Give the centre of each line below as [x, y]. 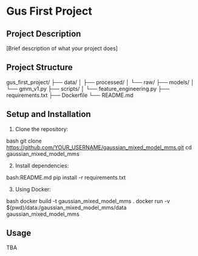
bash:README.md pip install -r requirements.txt [66, 177]
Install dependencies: [42, 165]
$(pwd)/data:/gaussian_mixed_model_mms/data [67, 207]
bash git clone [24, 141]
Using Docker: [33, 189]
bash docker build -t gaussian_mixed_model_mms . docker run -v [88, 201]
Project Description [44, 34]
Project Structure [39, 67]
